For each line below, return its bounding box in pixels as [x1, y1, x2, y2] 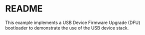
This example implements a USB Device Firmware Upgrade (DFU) [5, 19, 140, 25]
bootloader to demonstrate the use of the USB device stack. [5, 24, 129, 30]
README [5, 3, 43, 14]
